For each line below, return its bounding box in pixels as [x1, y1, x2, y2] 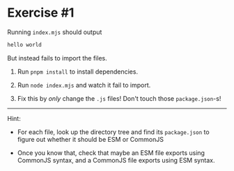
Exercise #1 [7, 5, 75, 21]
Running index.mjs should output [7, 28, 102, 36]
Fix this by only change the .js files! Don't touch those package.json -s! [17, 94, 221, 102]
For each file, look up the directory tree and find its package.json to [17, 127, 210, 136]
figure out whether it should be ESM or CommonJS [17, 135, 164, 143]
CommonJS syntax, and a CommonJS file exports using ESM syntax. [17, 156, 215, 164]
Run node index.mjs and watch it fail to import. [17, 81, 151, 89]
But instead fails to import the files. [7, 54, 107, 62]
